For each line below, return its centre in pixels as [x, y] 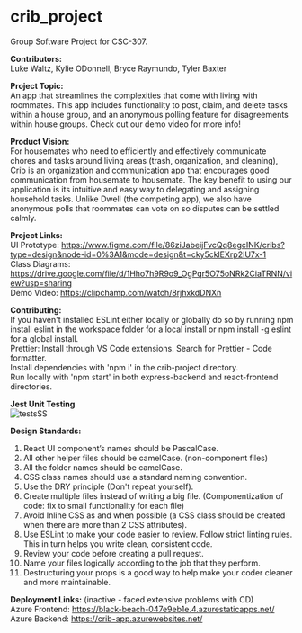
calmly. [23, 218]
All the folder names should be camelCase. [102, 467]
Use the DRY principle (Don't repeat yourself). [108, 486]
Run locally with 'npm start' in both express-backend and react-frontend [144, 377]
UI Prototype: [35, 245]
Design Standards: [46, 431]
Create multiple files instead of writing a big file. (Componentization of [153, 495]
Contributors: [36, 58]
